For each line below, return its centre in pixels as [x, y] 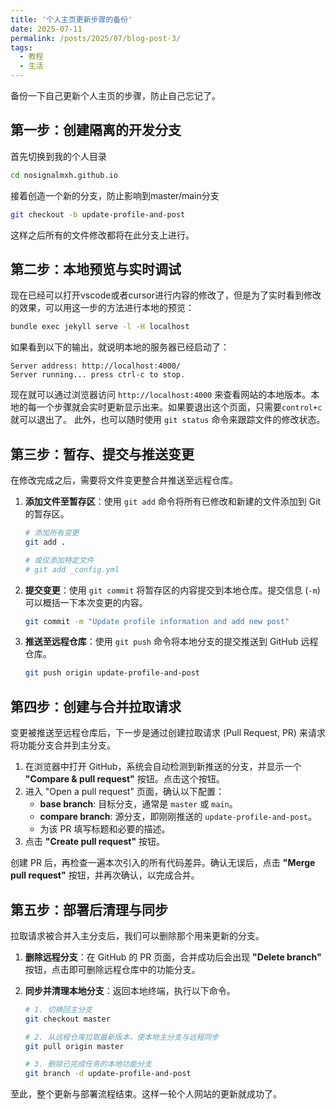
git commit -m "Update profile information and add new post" [157, 621]
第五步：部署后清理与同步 [89, 909]
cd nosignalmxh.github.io [64, 175]
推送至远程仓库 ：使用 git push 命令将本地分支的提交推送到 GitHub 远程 [171, 642]
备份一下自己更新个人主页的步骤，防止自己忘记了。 [115, 95]
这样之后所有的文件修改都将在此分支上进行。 [102, 235]
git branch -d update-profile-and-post [108, 1074]
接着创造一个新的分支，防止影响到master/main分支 [115, 195]
